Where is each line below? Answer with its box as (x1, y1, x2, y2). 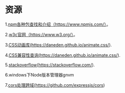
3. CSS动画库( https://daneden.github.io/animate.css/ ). (5, 42, 112, 47)
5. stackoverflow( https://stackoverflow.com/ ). (5, 62, 95, 68)
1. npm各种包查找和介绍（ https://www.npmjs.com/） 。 (5, 21, 111, 27)
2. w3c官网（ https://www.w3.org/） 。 (5, 31, 78, 37)
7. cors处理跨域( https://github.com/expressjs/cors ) (5, 82, 105, 88)
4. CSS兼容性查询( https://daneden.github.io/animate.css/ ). (5, 52, 121, 58)
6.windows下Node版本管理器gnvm (5, 72, 74, 77)
